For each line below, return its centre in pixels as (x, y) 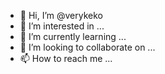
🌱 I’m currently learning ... (73, 36)
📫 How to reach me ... (66, 58)
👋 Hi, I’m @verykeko (61, 15)
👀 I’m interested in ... (62, 26)
